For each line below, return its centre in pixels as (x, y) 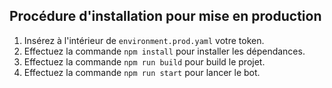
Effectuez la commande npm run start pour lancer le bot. (142, 72)
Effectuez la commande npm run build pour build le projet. (144, 61)
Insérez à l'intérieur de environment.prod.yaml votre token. (144, 40)
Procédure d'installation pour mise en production (165, 16)
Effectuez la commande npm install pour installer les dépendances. (164, 51)
